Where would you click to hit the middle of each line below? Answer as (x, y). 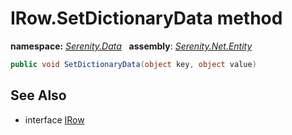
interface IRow (54, 119)
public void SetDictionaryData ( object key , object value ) (133, 64)
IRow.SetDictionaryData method (146, 18)
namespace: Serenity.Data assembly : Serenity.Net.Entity (131, 46)
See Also (38, 95)
